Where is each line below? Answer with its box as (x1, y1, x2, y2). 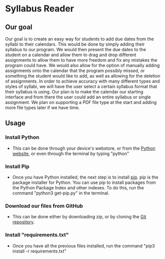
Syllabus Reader (5, 3, 75, 14)
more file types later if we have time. (5, 105, 80, 110)
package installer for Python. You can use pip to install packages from (12, 179, 156, 185)
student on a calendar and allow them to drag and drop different (5, 52, 137, 58)
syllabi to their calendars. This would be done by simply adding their (5, 41, 145, 47)
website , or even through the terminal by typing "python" (12, 150, 129, 157)
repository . (12, 219, 35, 225)
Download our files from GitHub (5, 202, 83, 209)
